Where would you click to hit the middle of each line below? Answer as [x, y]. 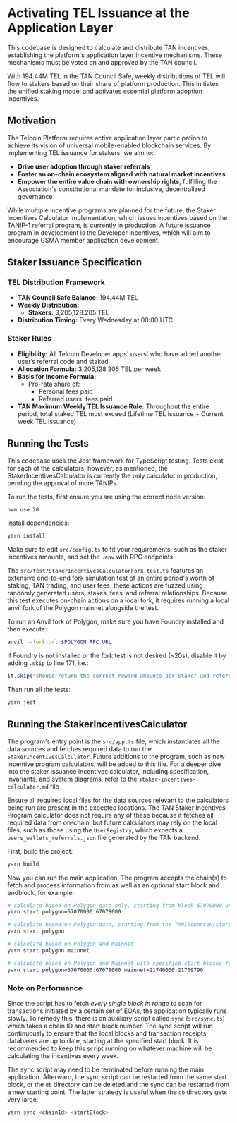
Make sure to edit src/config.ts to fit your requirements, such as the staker [117, 550]
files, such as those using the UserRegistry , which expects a [95, 830]
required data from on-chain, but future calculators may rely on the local [112, 822]
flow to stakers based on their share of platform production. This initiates [113, 83]
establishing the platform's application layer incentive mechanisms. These [115, 55]
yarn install [26, 536]
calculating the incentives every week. [63, 1055]
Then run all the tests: [39, 690]
